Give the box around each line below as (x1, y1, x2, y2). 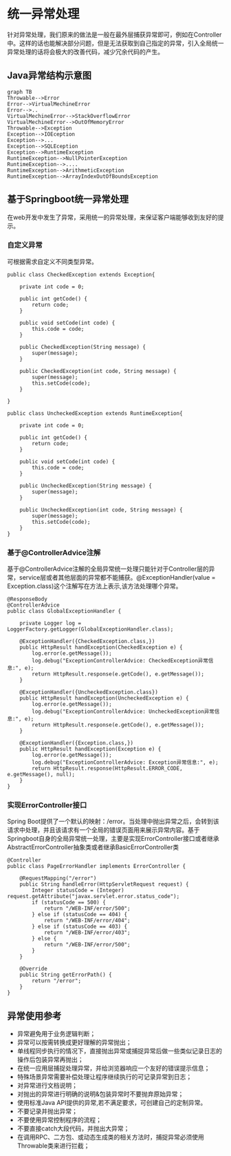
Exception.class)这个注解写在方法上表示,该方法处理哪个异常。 (7, 582, 182, 590)
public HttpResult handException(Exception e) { (19, 746, 162, 753)
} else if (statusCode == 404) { (32, 911, 128, 918)
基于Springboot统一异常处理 (7, 194, 129, 205)
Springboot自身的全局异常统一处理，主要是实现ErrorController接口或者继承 (7, 835, 219, 843)
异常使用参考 (7, 1010, 62, 1022)
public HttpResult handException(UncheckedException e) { (19, 695, 189, 702)
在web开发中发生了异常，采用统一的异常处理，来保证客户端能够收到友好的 (7, 213, 218, 221)
